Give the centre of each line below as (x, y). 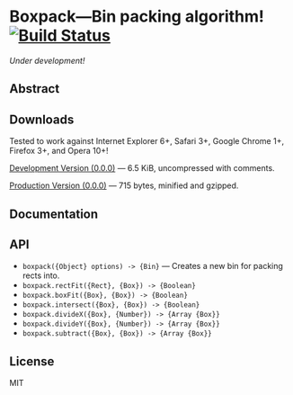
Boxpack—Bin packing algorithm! (137, 17)
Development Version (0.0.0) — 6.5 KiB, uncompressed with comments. (142, 168)
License (32, 361)
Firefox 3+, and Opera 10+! (59, 151)
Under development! (47, 60)
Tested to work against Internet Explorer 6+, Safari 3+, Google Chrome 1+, (147, 141)
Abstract (35, 89)
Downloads (42, 119)
